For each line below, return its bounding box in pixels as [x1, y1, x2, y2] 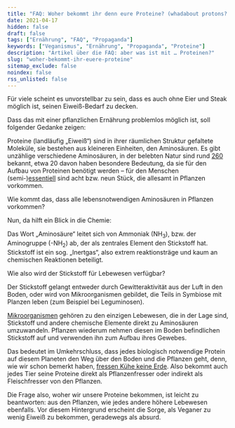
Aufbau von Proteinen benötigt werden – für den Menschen [7, 166, 179, 175]
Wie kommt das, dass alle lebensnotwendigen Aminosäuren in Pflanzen [7, 195, 214, 203]
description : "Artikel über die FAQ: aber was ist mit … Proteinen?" [7, 50, 215, 57]
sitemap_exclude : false [7, 62, 77, 69]
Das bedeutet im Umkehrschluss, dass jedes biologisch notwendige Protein [7, 347, 226, 355]
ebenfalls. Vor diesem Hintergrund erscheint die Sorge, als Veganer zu [7, 405, 211, 414]
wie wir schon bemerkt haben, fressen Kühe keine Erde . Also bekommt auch [7, 362, 228, 370]
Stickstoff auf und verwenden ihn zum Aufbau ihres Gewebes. [7, 333, 187, 342]
